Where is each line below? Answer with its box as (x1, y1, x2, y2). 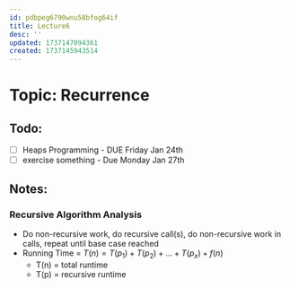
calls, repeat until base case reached (22, 238, 159, 249)
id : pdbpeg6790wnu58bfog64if (9, 13, 119, 22)
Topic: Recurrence (9, 85, 150, 106)
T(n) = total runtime (35, 259, 109, 270)
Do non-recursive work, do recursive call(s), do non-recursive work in (22, 228, 281, 239)
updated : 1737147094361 (9, 38, 99, 48)
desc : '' (9, 30, 42, 39)
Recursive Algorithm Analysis (9, 208, 142, 221)
